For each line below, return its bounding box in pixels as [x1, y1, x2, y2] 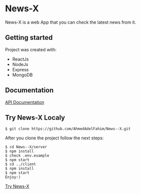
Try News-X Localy [5, 113, 65, 122]
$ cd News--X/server [5, 145, 48, 150]
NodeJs [12, 61, 28, 67]
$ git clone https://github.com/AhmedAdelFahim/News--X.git [5, 127, 131, 131]
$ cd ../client [5, 162, 36, 167]
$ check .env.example [5, 153, 50, 158]
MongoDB [12, 72, 33, 78]
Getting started [5, 33, 53, 42]
